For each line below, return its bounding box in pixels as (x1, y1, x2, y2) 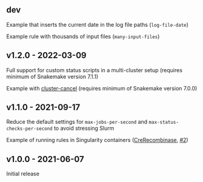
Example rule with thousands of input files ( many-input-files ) (6, 33, 160, 40)
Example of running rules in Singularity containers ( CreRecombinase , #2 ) (6, 136, 189, 144)
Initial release (6, 170, 39, 178)
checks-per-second (6, 126, 53, 132)
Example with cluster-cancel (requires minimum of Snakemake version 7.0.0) (6, 84, 198, 92)
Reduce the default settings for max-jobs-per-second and (6, 118, 148, 126)
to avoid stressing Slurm (53, 124, 115, 132)
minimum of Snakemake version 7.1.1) (6, 73, 99, 80)
